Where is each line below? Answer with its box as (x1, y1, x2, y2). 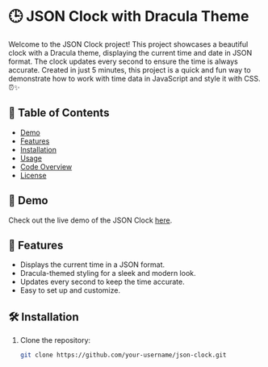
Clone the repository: (19, 336, 91, 345)
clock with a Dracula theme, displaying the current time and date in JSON (8, 48, 253, 57)
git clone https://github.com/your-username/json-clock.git (19, 351, 227, 360)
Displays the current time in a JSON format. (19, 260, 165, 269)
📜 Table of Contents (8, 106, 110, 120)
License (19, 170, 47, 180)
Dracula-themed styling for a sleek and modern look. (19, 269, 196, 278)
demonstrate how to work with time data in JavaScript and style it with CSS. (8, 73, 261, 83)
